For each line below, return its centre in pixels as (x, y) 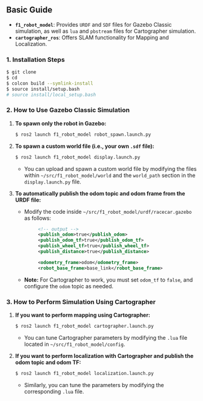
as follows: (38, 218)
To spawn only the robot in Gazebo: (61, 123)
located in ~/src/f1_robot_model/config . (75, 344)
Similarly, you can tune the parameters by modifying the (94, 385)
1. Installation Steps (36, 59)
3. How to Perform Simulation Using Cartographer (81, 302)
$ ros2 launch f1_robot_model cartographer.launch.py (84, 326)
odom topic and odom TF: (48, 362)
